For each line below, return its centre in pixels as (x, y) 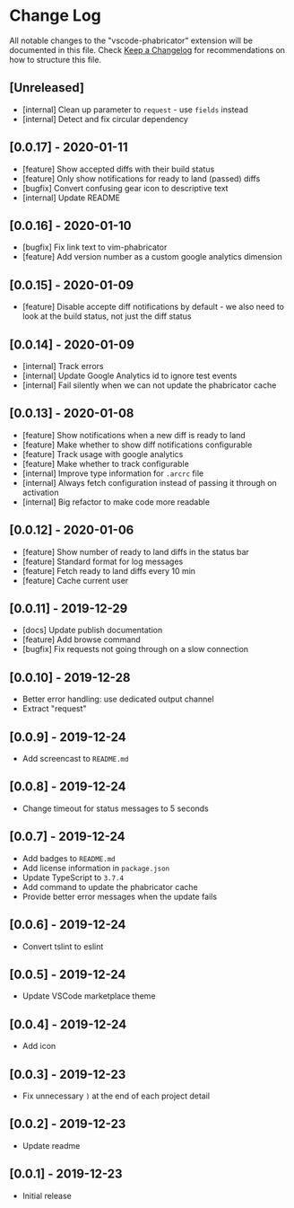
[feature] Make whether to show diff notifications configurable (137, 445)
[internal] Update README (71, 198)
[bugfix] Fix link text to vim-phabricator (95, 247)
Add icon (39, 1046)
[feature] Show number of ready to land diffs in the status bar (135, 551)
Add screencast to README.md (75, 759)
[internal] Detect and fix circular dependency (105, 119)
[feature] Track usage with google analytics (103, 454)
